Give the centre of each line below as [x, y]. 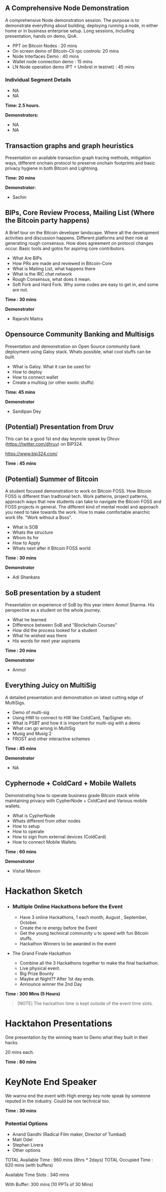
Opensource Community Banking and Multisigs [80, 335]
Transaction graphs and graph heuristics [69, 146]
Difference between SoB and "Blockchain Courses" [65, 625]
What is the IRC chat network [42, 274]
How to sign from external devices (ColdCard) [59, 837]
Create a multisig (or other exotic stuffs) [53, 382]
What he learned [29, 619]
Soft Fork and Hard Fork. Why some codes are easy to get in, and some [85, 284]
